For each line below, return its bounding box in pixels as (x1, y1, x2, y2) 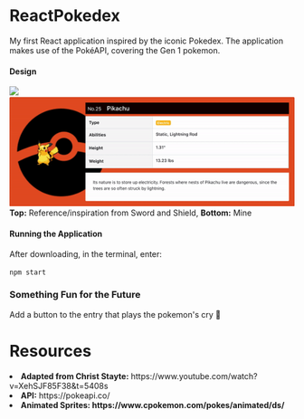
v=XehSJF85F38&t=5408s (9, 380, 109, 391)
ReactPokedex (9, 5, 120, 26)
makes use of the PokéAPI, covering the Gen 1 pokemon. (9, 44, 221, 55)
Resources (9, 341, 92, 362)
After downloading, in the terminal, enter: (9, 248, 163, 259)
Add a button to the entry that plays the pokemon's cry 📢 (9, 309, 222, 319)
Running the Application (9, 228, 102, 239)
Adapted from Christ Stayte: (21, 370, 129, 381)
